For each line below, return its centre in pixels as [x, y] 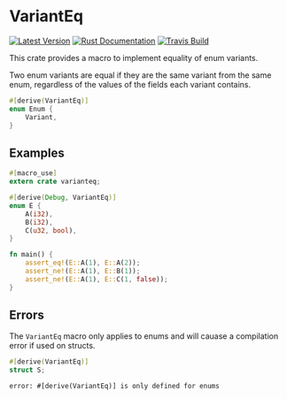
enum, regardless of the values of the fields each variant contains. [130, 84]
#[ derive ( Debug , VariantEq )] [63, 197]
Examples [37, 153]
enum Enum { [31, 109]
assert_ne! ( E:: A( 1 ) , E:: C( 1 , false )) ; [97, 279]
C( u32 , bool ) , [51, 230]
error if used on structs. [52, 346]
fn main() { [31, 255]
